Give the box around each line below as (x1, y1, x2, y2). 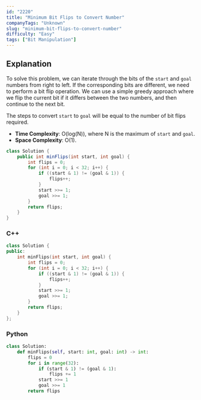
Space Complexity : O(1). (14, 136, 77, 144)
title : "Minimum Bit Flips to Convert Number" (6, 14, 125, 20)
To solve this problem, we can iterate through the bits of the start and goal (6, 74, 192, 82)
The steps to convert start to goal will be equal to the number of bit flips (6, 112, 186, 119)
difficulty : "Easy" (6, 31, 55, 37)
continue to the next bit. (6, 100, 65, 108)
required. (6, 118, 29, 126)
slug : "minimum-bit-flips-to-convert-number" (6, 25, 122, 32)
